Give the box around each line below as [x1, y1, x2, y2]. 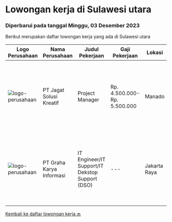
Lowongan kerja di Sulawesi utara [5, 4, 152, 15]
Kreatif [42, 99, 59, 106]
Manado [145, 93, 165, 100]
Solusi [42, 93, 58, 100]
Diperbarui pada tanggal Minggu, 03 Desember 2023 [5, 22, 140, 29]
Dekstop [77, 169, 98, 176]
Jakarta [145, 162, 163, 170]
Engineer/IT [77, 156, 106, 163]
